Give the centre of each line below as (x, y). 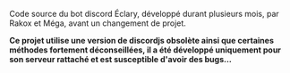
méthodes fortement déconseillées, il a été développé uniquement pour (145, 50)
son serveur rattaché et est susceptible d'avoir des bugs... (121, 59)
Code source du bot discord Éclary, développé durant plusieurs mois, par (144, 14)
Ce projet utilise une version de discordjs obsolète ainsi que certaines (142, 41)
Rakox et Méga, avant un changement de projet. (98, 23)
